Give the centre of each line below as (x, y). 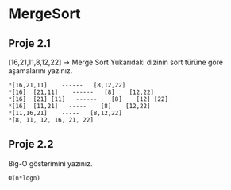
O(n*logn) (25, 178)
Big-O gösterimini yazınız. (50, 163)
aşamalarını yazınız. (40, 71)
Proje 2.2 (31, 144)
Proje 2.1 (30, 43)
